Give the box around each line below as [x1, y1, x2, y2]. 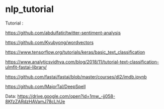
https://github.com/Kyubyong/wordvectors [5, 39, 94, 45]
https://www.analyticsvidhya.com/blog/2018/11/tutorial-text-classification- [5, 58, 159, 64]
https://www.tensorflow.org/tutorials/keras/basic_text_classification [5, 49, 145, 55]
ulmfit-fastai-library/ [5, 64, 47, 70]
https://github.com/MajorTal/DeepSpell [5, 83, 86, 89]
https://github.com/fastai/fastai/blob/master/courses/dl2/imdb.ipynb [5, 73, 147, 79]
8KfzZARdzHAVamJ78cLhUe [5, 98, 65, 104]
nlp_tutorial [5, 3, 54, 15]
